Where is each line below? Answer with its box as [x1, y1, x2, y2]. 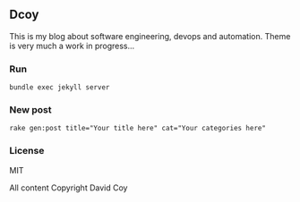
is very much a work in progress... [9, 40, 135, 51]
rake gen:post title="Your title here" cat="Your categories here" [9, 124, 267, 133]
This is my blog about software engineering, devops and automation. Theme [9, 30, 291, 41]
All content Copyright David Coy [9, 182, 128, 193]
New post [9, 104, 52, 116]
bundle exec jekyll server [9, 83, 110, 92]
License [9, 145, 45, 157]
